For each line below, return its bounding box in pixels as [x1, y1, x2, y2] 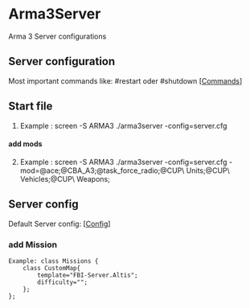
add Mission [8, 239, 58, 250]
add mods [8, 139, 43, 149]
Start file [8, 100, 53, 113]
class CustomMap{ [23, 264, 81, 272]
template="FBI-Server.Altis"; [37, 271, 138, 279]
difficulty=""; [37, 278, 88, 286]
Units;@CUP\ [186, 166, 231, 175]
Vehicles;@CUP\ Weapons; [19, 174, 110, 183]
